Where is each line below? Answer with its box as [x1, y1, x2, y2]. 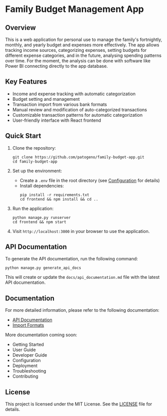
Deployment [12, 363, 38, 369]
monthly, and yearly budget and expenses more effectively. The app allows [5, 42, 160, 48]
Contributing [12, 373, 38, 380]
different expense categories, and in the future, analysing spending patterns [5, 52, 162, 58]
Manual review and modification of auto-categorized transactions [12, 106, 147, 113]
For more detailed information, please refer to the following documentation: [5, 307, 160, 313]
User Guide [12, 347, 36, 353]
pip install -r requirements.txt [19, 192, 90, 198]
